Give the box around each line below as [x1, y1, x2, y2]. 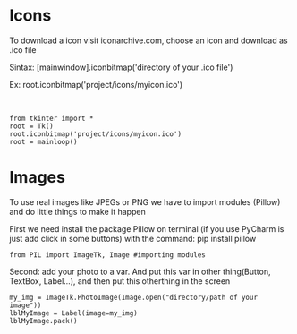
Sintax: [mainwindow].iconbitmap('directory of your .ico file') [9, 62, 233, 73]
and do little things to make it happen [9, 206, 146, 217]
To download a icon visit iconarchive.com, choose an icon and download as [9, 35, 288, 46]
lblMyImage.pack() [9, 316, 78, 325]
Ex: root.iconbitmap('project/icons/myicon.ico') [9, 79, 183, 90]
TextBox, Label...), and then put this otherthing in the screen [9, 275, 231, 287]
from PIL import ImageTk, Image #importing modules [9, 250, 206, 260]
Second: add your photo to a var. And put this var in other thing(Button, [9, 266, 271, 277]
